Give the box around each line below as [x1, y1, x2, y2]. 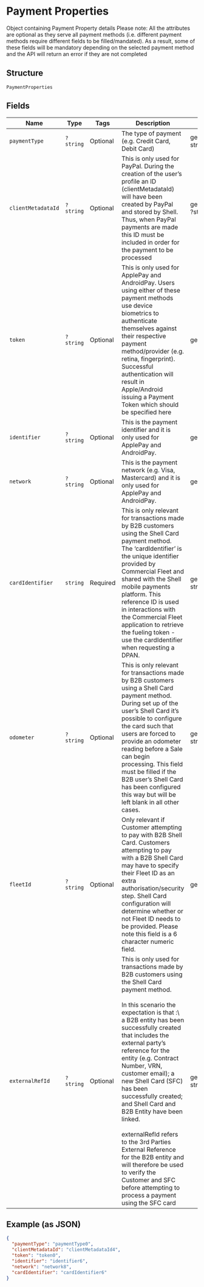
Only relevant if [121, 815, 165, 824]
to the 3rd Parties [121, 1138, 171, 1146]
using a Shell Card [121, 684, 174, 692]
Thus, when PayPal [121, 215, 176, 224]
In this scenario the [121, 1001, 176, 1009]
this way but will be [121, 790, 176, 799]
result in [121, 377, 144, 386]
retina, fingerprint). [121, 355, 175, 363]
